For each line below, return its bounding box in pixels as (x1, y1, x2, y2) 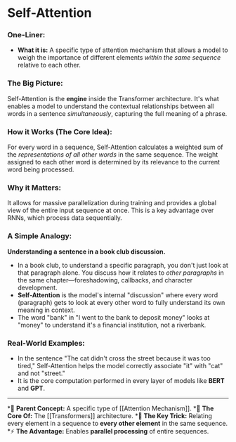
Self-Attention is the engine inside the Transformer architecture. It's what (7, 94, 219, 103)
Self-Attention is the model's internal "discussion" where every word (17, 290, 218, 299)
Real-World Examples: (7, 338, 86, 348)
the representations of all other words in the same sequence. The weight (7, 150, 218, 159)
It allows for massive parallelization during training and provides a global (7, 199, 216, 207)
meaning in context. (17, 306, 75, 314)
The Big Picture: (7, 79, 63, 89)
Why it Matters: (7, 183, 62, 193)
